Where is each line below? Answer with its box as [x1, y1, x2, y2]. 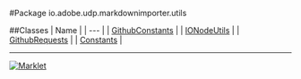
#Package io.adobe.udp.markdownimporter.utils [9, 8, 187, 18]
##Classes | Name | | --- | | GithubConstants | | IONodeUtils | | [9, 25, 240, 35]
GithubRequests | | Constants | [9, 35, 123, 45]
